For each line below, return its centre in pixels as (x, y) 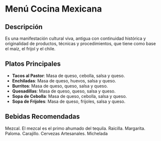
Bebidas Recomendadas (42, 117)
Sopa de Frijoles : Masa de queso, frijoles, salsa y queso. (69, 101)
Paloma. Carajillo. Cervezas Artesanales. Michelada (56, 133)
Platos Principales (33, 64)
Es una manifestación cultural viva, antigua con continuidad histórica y (76, 38)
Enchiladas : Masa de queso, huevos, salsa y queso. (64, 80)
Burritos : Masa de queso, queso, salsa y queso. (60, 86)
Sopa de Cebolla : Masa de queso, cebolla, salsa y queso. (69, 96)
